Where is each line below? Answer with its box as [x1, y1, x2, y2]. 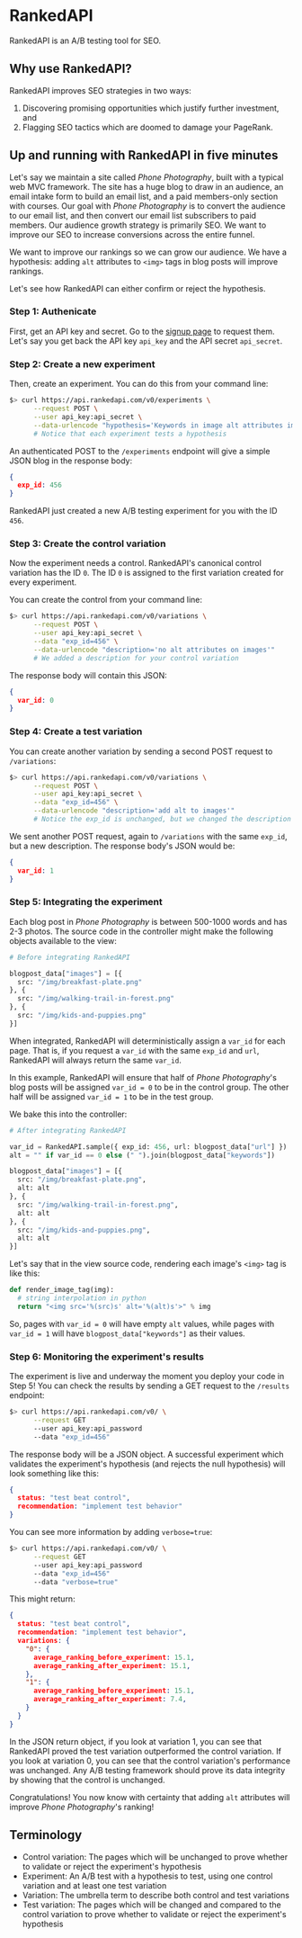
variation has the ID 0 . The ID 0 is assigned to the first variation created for [9, 568, 284, 579]
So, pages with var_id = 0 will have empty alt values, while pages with [9, 1318, 275, 1329]
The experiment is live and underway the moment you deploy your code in [9, 1371, 285, 1382]
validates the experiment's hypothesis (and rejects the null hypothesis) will [9, 1458, 286, 1469]
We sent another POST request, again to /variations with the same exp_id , [9, 830, 288, 841]
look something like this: [9, 1467, 99, 1478]
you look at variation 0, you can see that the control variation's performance [9, 1755, 290, 1766]
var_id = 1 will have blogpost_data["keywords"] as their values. [9, 1328, 245, 1339]
